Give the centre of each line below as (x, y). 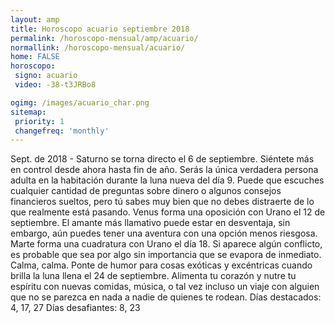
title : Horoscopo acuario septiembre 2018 (100, 29)
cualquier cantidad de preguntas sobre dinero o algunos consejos (146, 191)
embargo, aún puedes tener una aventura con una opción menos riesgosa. (164, 233)
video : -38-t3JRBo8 (55, 85)
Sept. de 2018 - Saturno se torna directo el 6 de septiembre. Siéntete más (162, 159)
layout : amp (35, 19)
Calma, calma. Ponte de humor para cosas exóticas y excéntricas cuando (161, 265)
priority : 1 (39, 121)
